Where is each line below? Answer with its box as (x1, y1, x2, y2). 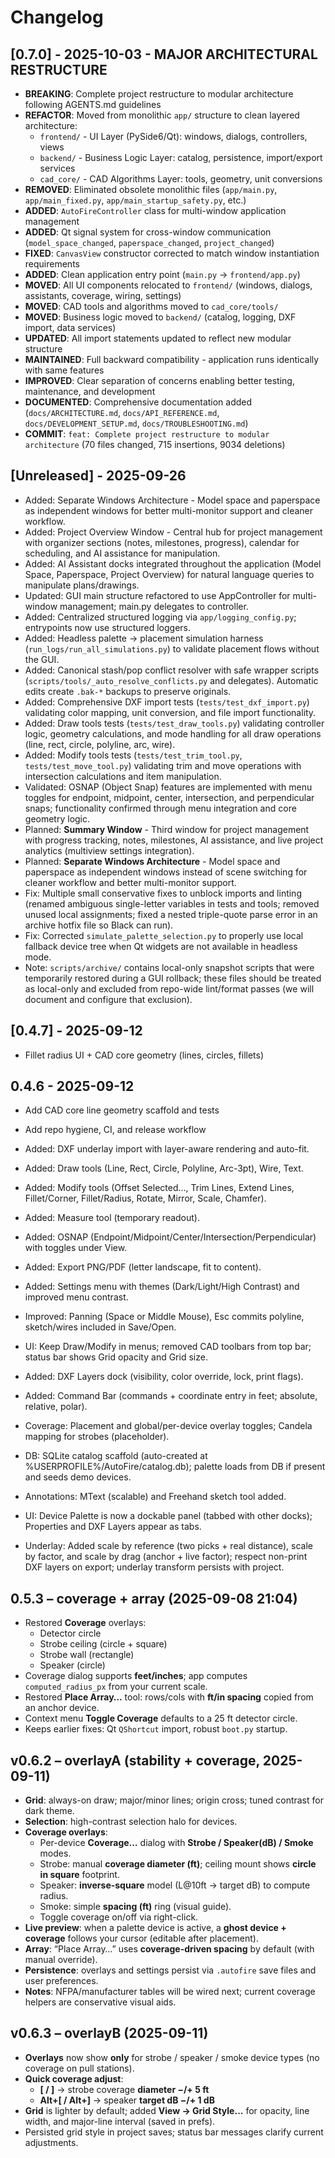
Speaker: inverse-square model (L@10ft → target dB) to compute (39, 1879, 311, 1891)
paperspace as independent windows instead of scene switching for (24, 866, 308, 878)
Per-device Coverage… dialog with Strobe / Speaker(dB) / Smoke (39, 1837, 314, 1849)
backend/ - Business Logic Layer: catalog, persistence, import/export (39, 152, 323, 163)
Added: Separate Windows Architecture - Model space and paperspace (24, 494, 321, 506)
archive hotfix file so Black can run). (24, 919, 174, 931)
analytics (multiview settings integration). (24, 844, 195, 856)
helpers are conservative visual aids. (24, 1996, 177, 2008)
